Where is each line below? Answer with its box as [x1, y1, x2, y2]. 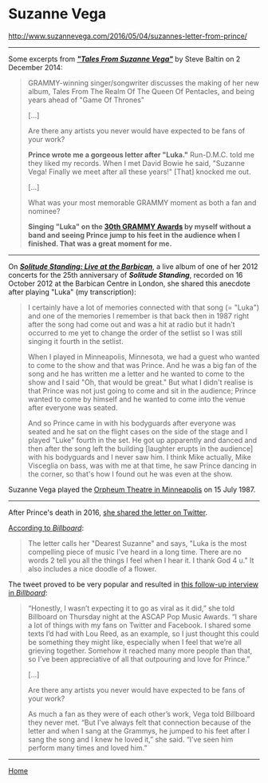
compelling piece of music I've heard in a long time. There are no [27, 547, 242, 556]
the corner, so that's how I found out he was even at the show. [27, 469, 233, 479]
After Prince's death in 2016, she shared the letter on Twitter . [8, 508, 208, 517]
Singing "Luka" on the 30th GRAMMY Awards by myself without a [27, 221, 251, 231]
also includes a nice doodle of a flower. [27, 564, 157, 573]
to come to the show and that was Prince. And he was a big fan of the [27, 360, 258, 370]
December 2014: [8, 62, 63, 72]
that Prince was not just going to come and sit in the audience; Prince [27, 386, 257, 395]
